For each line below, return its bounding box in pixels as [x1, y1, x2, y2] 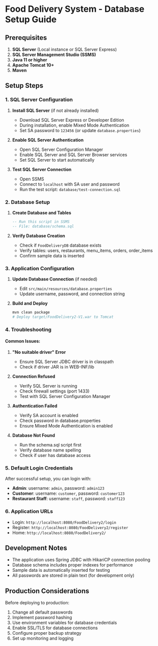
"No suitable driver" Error [12, 349, 66, 355]
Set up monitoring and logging [12, 635, 74, 642]
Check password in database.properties [19, 418, 101, 423]
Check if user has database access [19, 452, 91, 458]
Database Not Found [12, 432, 55, 438]
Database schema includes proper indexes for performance [12, 562, 133, 568]
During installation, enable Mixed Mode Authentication [19, 122, 130, 128]
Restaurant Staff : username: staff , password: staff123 [12, 496, 125, 502]
